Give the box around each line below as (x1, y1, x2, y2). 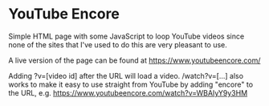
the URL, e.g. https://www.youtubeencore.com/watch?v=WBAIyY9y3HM (8, 88, 248, 97)
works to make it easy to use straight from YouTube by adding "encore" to (8, 79, 254, 89)
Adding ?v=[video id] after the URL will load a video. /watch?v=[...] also (8, 71, 243, 80)
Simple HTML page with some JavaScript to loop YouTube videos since (8, 31, 245, 41)
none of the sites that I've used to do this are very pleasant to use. (8, 39, 227, 49)
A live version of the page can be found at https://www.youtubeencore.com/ (8, 55, 261, 65)
